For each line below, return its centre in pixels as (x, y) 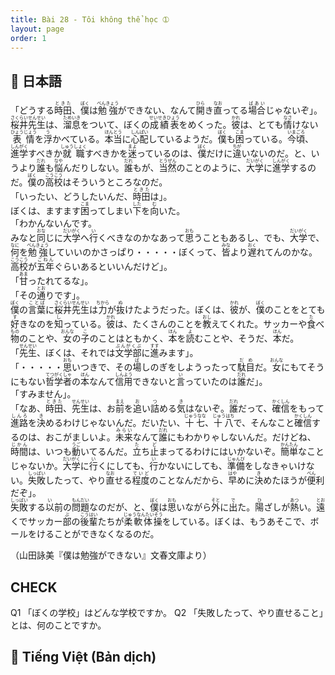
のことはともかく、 (129, 338)
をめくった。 (205, 125)
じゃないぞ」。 (294, 110)
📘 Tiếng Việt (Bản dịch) (83, 657)
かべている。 (78, 139)
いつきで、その (102, 367)
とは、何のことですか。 (58, 625)
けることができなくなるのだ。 (98, 534)
